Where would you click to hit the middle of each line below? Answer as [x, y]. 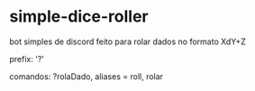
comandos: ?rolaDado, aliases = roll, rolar [87, 76]
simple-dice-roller [79, 17]
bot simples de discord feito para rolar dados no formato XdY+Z [127, 41]
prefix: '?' [27, 59]
